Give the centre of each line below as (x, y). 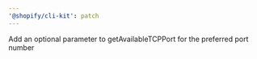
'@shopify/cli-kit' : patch (54, 16)
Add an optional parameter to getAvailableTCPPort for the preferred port (128, 39)
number (21, 47)
